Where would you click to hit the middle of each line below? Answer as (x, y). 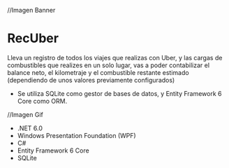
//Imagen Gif (25, 114)
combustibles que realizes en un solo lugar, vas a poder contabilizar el (109, 65)
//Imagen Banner (31, 10)
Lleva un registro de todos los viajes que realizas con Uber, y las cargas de (115, 57)
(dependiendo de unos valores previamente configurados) (91, 80)
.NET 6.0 (30, 128)
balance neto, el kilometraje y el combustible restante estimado (98, 72)
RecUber (33, 38)
